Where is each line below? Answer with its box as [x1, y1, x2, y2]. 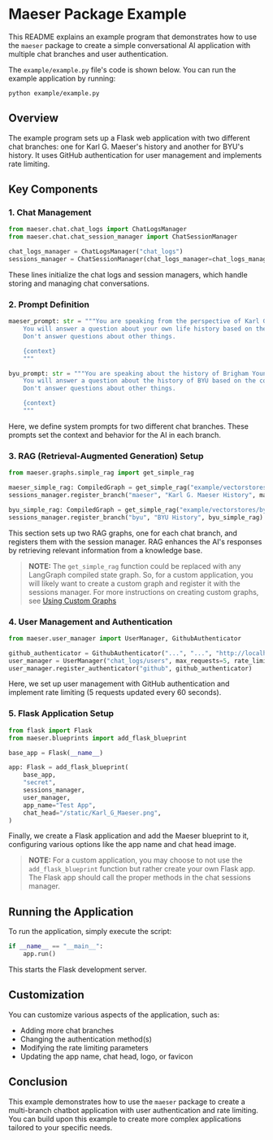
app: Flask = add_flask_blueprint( [8, 763, 129, 771]
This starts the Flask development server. [8, 964, 147, 974]
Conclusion [8, 1075, 68, 1089]
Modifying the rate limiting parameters [19, 1042, 149, 1052]
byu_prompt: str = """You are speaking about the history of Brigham [8, 369, 249, 378]
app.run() [23, 950, 57, 959]
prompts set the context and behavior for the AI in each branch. [8, 430, 222, 439]
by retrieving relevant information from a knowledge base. [8, 545, 203, 555]
